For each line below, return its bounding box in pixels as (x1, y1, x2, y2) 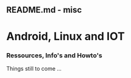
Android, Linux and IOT (6, 29, 125, 43)
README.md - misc (6, 5, 82, 15)
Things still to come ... (6, 65, 62, 72)
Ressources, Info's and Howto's (6, 51, 102, 60)
